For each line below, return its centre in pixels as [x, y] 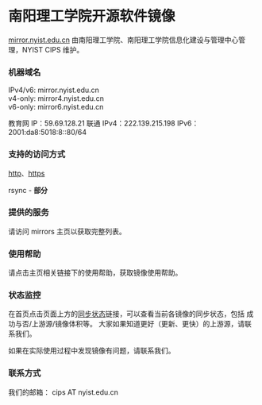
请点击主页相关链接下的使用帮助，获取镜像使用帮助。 [95, 273]
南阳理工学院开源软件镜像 [92, 16]
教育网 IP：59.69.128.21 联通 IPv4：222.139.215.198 [92, 123]
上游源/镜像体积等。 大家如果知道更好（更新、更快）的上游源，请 [138, 324]
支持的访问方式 [37, 154]
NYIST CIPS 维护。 [53, 49]
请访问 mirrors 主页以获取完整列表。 [67, 231]
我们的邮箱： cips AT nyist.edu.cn [64, 392]
